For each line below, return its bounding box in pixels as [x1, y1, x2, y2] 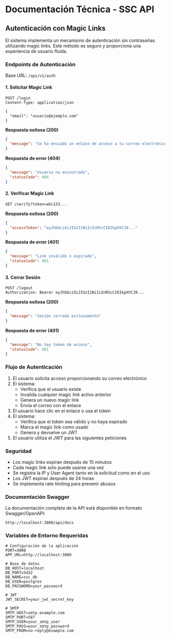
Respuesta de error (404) [5, 155, 61, 162]
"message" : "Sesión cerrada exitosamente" [10, 313, 101, 319]
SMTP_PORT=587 [5, 615, 36, 620]
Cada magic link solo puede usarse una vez [12, 464, 104, 470]
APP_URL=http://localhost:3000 [5, 552, 72, 557]
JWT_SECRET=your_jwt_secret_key [5, 597, 74, 602]
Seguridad [5, 447, 32, 455]
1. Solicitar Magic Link [5, 84, 52, 90]
